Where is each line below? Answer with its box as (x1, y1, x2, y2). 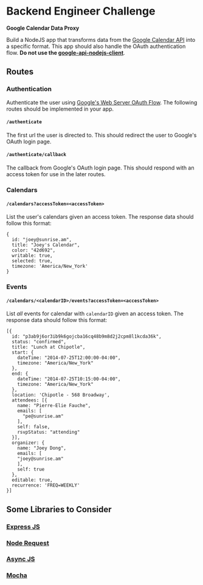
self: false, (17, 424, 50, 430)
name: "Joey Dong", (17, 445, 67, 451)
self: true (17, 467, 45, 473)
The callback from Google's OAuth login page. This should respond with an (6, 164, 194, 171)
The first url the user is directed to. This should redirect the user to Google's (6, 131, 197, 139)
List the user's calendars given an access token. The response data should (6, 213, 194, 221)
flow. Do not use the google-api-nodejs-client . (6, 49, 126, 56)
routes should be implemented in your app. (6, 105, 114, 112)
